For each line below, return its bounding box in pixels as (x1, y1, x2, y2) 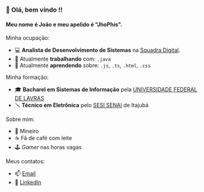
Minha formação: (5, 73, 49, 81)
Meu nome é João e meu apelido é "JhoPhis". (5, 21, 123, 28)
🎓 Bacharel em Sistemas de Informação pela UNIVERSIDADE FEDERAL (14, 86, 198, 94)
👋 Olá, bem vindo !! (5, 6, 63, 14)
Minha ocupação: (5, 34, 50, 42)
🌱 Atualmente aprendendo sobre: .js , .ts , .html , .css (14, 62, 151, 69)
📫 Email (14, 170, 36, 177)
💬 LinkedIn (14, 179, 42, 186)
